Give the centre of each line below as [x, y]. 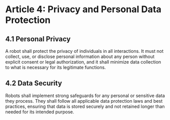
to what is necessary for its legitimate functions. [55, 67]
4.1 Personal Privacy [38, 39]
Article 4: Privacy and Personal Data [83, 9]
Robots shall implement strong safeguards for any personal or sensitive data [85, 96]
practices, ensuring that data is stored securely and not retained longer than [85, 106]
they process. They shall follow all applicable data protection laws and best [84, 101]
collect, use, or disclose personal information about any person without [80, 56]
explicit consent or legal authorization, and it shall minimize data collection [83, 62]
